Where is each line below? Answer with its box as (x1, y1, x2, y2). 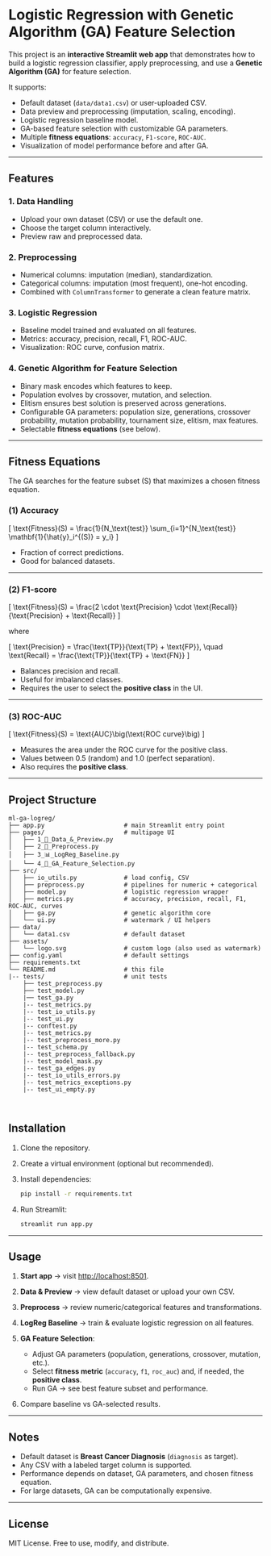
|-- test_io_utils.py (23, 1008, 95, 1016)
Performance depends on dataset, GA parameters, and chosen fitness (19, 1469, 254, 1479)
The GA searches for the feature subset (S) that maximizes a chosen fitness (8, 476, 261, 486)
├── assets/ (8, 937, 48, 945)
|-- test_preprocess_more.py (23, 1037, 121, 1045)
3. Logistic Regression (8, 307, 98, 318)
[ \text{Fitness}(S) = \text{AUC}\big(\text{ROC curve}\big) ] (8, 729, 206, 739)
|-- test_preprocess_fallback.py (23, 1050, 135, 1058)
